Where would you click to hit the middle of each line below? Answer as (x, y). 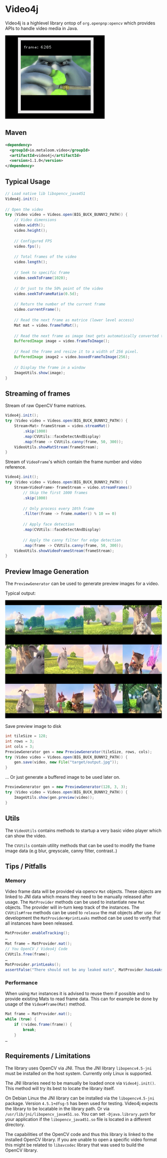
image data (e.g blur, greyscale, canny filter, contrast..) (61, 851)
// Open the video (24, 209)
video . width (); (30, 225)
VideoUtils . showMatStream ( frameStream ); (56, 447)
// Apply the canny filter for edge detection (72, 540)
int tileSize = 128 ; (27, 736)
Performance (22, 983)
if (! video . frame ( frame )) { (43, 1025)
